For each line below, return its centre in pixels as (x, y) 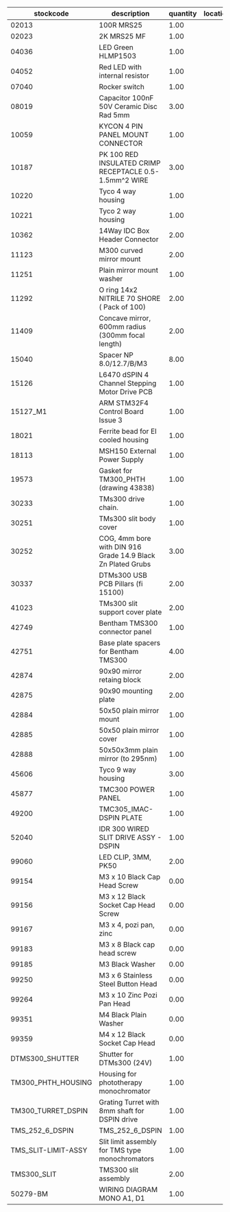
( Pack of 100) (122, 307)
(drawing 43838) (127, 488)
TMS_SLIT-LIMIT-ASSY (49, 1150)
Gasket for (116, 471)
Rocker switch (122, 87)
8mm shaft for (122, 1111)
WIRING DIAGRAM (128, 1190)
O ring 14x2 (118, 290)
